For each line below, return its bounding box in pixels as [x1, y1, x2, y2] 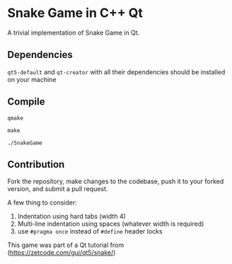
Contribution [7, 158, 65, 171]
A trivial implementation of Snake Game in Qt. [7, 28, 140, 37]
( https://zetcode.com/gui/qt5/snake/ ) [7, 248, 116, 257]
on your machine [7, 75, 57, 84]
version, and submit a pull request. [7, 185, 108, 193]
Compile [7, 96, 45, 108]
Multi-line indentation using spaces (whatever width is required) [17, 219, 204, 228]
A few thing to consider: [7, 198, 77, 207]
